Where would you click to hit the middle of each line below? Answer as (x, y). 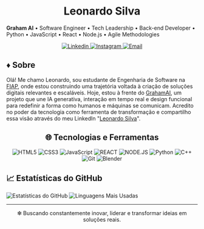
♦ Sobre (21, 65)
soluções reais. (102, 220)
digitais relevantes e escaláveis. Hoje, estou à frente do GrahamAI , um (94, 93)
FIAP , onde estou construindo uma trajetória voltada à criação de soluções (100, 86)
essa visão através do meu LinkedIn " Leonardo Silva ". (73, 118)
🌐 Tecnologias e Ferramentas (102, 138)
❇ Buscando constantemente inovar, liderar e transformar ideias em (102, 213)
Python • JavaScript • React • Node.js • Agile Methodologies (83, 34)
